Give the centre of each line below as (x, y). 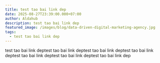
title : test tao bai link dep (36, 9)
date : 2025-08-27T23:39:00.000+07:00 (43, 14)
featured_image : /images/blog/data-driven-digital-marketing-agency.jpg (80, 28)
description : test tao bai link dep (42, 23)
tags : (10, 32)
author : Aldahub (21, 18)
